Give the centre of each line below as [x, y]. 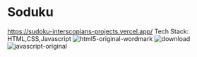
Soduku [31, 12]
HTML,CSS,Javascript [40, 38]
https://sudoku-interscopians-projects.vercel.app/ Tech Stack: [98, 31]
